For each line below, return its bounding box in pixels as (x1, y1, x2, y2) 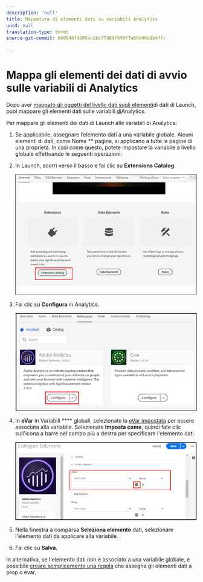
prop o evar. (6, 569, 36, 576)
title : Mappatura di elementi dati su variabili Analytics (6, 16, 158, 22)
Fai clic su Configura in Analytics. (14, 301, 100, 308)
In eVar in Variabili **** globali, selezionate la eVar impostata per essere (14, 417, 195, 424)
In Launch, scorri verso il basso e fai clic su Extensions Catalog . (14, 162, 176, 169)
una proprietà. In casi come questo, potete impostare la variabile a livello (14, 144, 196, 151)
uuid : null (6, 22, 34, 28)
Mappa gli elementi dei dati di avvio (6, 68, 187, 82)
